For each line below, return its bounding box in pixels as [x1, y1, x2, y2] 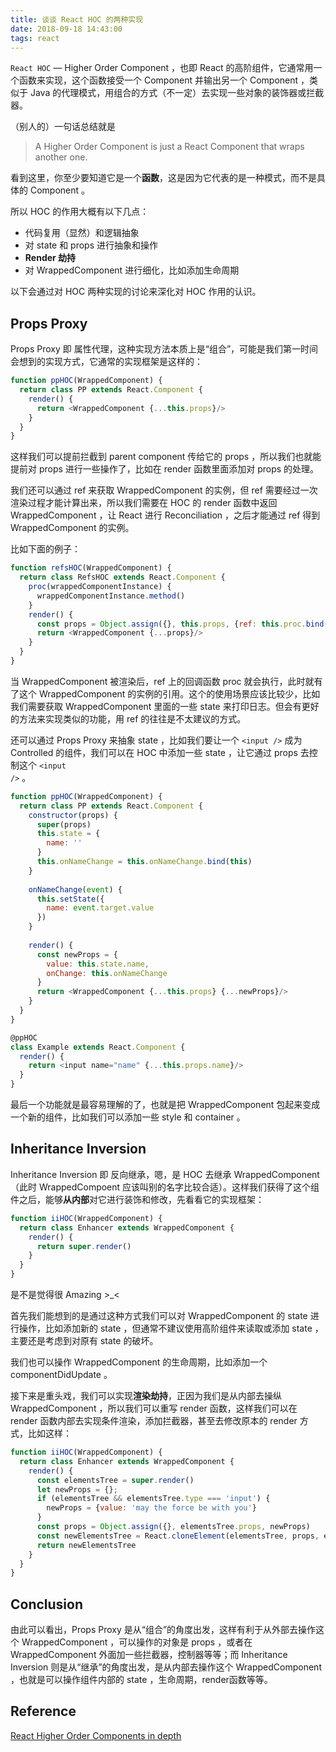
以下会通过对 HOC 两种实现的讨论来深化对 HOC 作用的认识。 [10, 286, 262, 298]
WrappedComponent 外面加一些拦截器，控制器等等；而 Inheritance [10, 1649, 288, 1661]
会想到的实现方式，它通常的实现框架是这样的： [10, 356, 203, 368]
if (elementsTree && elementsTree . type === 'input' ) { [36, 1494, 271, 1504]
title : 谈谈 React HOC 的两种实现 [10, 14, 144, 25]
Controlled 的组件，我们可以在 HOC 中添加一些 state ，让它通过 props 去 [10, 746, 310, 758]
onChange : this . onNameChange [46, 968, 168, 978]
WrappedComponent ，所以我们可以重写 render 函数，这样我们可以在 [10, 1402, 298, 1414]
